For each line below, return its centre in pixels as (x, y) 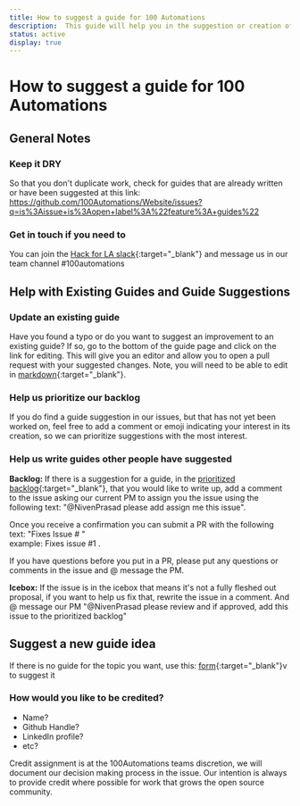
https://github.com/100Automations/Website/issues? (106, 203)
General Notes (50, 138)
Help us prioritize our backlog (75, 398)
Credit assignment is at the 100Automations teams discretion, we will (136, 763)
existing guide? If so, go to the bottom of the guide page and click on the (143, 346)
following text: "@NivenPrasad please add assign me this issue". (128, 507)
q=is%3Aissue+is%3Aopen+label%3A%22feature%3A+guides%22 (134, 212)
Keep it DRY (36, 163)
